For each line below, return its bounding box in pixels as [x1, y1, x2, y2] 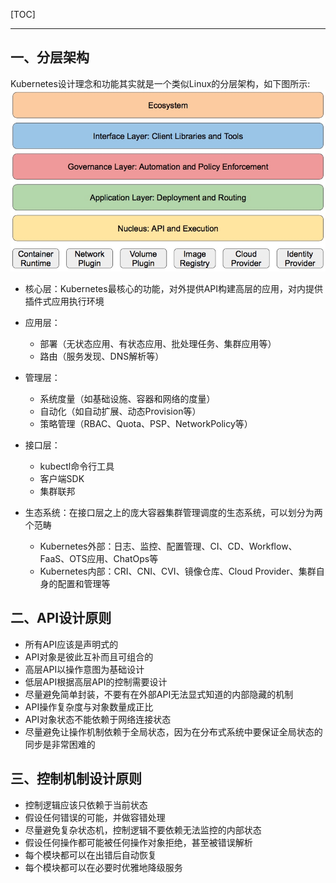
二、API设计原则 [10, 610, 112, 627]
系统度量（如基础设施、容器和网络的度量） [39, 393, 216, 405]
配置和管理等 [57, 578, 111, 590]
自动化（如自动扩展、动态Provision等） [39, 405, 202, 418]
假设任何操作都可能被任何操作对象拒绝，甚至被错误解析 [24, 836, 253, 848]
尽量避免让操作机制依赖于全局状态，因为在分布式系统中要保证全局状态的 [24, 725, 323, 738]
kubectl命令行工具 [39, 460, 115, 473]
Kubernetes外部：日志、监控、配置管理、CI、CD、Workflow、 [39, 540, 298, 553]
